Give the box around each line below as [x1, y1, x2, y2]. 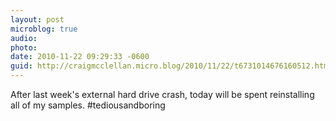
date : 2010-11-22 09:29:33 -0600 [10, 52, 150, 62]
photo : [10, 42, 38, 53]
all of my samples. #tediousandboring [10, 99, 166, 111]
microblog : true [10, 24, 78, 34]
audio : [10, 33, 38, 43]
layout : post [10, 14, 65, 25]
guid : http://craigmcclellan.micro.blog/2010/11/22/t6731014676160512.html [10, 61, 333, 71]
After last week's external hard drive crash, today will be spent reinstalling [10, 89, 315, 100]
